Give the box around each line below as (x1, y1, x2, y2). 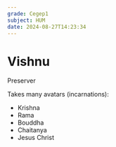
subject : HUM (7, 17, 46, 24)
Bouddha (17, 118, 44, 127)
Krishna (17, 104, 40, 112)
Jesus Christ (17, 134, 55, 142)
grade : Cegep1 (7, 10, 49, 17)
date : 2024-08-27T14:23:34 (7, 23, 86, 30)
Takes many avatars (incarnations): (7, 90, 109, 99)
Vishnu (7, 53, 51, 69)
